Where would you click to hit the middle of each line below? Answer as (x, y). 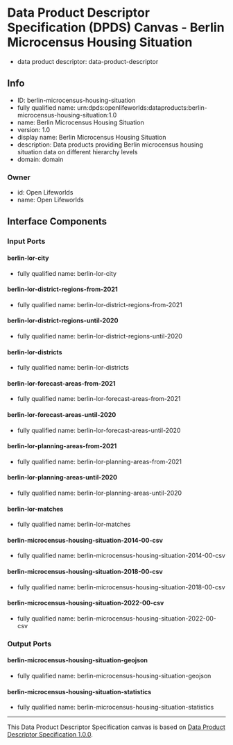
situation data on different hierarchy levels (77, 152)
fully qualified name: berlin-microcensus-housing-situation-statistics (115, 707)
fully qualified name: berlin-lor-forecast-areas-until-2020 (99, 430)
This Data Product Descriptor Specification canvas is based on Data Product (116, 727)
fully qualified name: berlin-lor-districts (73, 368)
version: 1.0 (34, 129)
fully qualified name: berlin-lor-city (67, 273)
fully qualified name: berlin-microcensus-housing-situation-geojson (114, 676)
